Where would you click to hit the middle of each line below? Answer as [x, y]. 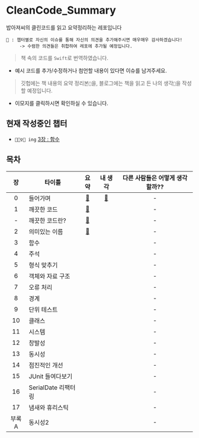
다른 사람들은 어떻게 [149, 177]
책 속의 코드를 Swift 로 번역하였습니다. [64, 58]
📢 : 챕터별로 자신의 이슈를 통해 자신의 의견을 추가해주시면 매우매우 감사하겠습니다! [94, 40]
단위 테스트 [43, 309]
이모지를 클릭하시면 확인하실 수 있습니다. [61, 103]
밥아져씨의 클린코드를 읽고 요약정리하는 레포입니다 [64, 27]
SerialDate [43, 388]
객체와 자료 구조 [49, 276]
